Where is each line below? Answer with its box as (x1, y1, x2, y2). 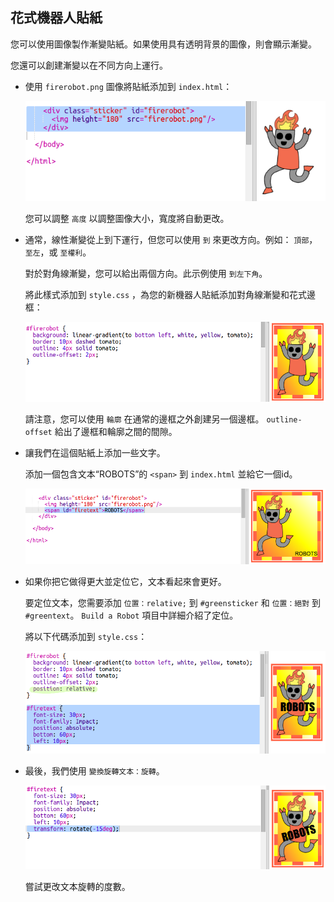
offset (24, 427, 53, 437)
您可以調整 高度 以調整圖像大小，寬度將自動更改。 (24, 212, 230, 224)
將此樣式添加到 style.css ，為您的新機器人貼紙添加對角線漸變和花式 (24, 288, 308, 300)
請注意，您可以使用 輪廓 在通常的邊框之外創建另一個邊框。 (24, 413, 265, 425)
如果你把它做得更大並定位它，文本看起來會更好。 (24, 575, 227, 587)
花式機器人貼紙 (10, 9, 103, 27)
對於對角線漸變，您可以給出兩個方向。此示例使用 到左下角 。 (24, 267, 268, 279)
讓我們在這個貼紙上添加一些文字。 (24, 446, 166, 458)
